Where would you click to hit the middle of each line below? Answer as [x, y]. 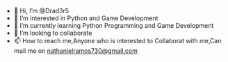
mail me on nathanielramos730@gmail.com [75, 51]
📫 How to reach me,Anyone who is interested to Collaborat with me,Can [117, 41]
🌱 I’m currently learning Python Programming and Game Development [114, 25]
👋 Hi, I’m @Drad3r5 [41, 11]
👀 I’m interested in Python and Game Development [86, 18]
